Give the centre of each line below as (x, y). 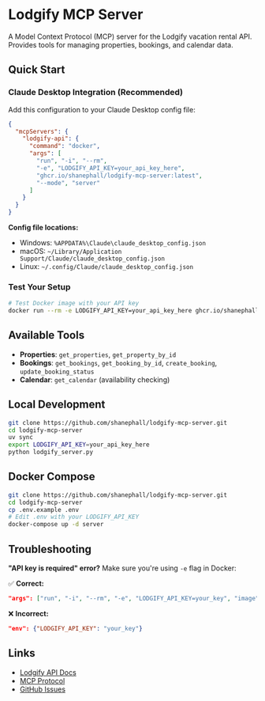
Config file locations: (43, 227)
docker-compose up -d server (56, 525)
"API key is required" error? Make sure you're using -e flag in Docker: (122, 568)
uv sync (21, 438)
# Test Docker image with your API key (74, 303)
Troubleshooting (50, 549)
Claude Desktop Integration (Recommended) (96, 93)
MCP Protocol (42, 680)
